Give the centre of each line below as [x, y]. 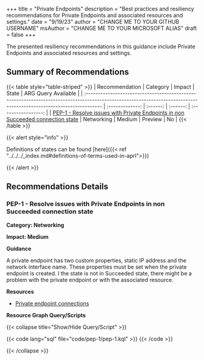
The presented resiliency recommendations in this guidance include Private [101, 46]
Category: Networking [35, 225]
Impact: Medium [27, 236]
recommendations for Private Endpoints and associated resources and [95, 15]
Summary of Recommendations [68, 72]
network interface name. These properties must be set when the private [97, 267]
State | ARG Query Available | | [45, 93]
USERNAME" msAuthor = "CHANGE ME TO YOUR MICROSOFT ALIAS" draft [102, 28]
